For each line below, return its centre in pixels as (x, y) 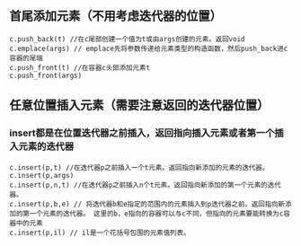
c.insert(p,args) (42, 175)
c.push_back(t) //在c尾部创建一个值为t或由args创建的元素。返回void (127, 39)
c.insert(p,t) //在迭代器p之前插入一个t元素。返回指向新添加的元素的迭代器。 (139, 167)
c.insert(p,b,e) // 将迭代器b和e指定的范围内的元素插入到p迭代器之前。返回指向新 (147, 204)
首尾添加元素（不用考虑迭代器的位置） (115, 16)
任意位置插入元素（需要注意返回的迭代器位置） (139, 105)
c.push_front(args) (46, 75)
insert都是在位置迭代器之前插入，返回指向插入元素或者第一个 (142, 133)
